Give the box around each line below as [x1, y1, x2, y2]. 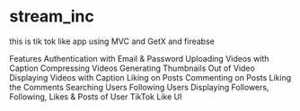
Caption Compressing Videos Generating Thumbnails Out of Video [9, 63, 256, 73]
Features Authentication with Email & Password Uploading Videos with [9, 53, 269, 64]
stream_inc [9, 6, 94, 27]
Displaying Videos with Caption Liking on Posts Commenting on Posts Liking [9, 72, 292, 82]
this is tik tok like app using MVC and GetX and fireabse [9, 36, 216, 47]
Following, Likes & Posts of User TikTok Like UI [9, 91, 182, 102]
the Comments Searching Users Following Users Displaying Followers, [9, 81, 269, 92]
